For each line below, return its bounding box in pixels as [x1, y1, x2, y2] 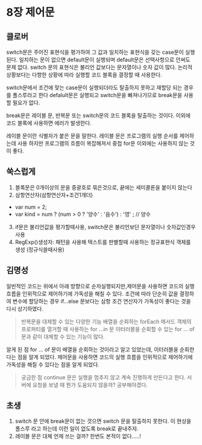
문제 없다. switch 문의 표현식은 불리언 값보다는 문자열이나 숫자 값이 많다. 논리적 [6, 64, 193, 71]
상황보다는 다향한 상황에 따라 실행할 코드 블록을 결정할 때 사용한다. [6, 71, 162, 78]
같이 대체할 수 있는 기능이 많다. [32, 333, 105, 340]
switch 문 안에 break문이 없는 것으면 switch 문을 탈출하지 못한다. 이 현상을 [14, 417, 192, 425]
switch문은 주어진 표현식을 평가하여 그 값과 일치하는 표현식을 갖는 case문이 [6, 49, 184, 55]
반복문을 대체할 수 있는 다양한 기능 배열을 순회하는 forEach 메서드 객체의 [21, 318, 192, 325]
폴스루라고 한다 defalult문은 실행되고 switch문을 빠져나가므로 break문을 [12, 92, 183, 98]
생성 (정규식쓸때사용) [14, 245, 65, 253]
